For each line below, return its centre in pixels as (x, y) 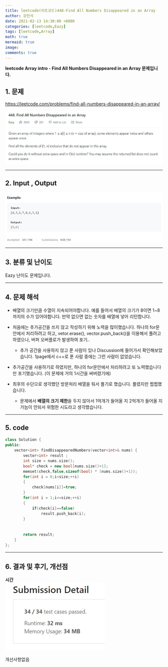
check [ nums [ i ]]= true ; (54, 487)
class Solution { (23, 440)
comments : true (21, 52)
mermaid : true (20, 42)
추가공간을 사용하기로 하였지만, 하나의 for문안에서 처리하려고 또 (74, 367)
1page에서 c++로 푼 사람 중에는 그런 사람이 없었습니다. (88, 356)
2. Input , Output (31, 183)
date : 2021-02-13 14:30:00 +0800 (40, 21)
